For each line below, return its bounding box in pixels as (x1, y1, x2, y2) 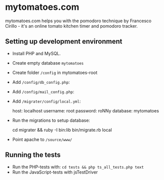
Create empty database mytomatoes (12, 60, 84, 66)
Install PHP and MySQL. (12, 50, 61, 56)
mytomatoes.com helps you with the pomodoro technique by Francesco (5, 18, 152, 24)
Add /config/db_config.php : (12, 79, 70, 85)
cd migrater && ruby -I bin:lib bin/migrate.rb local (12, 127, 112, 133)
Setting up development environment (5, 37, 123, 46)
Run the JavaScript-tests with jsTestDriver (12, 169, 98, 175)
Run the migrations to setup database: (12, 117, 90, 123)
